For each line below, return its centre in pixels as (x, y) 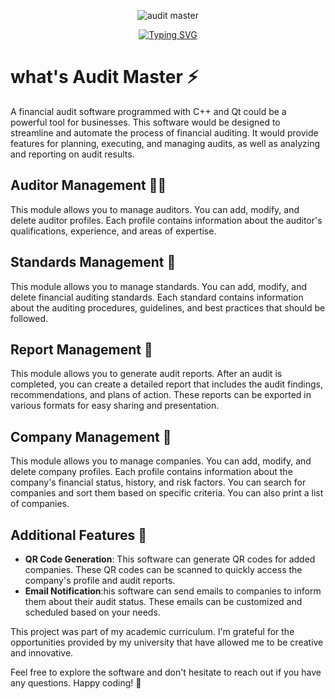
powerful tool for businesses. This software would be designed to (145, 122)
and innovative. (42, 653)
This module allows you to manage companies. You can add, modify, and (161, 461)
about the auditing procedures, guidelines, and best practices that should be (168, 307)
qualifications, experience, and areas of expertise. (113, 231)
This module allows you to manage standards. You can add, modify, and (159, 286)
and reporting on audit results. (72, 154)
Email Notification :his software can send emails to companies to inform (173, 591)
